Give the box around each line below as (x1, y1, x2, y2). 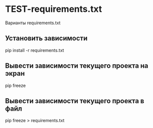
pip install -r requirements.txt (5, 47, 64, 53)
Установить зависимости (5, 34, 88, 43)
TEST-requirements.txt (5, 3, 102, 15)
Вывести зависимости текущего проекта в (5, 96, 145, 105)
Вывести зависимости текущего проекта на (5, 62, 149, 70)
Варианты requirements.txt (5, 20, 61, 26)
